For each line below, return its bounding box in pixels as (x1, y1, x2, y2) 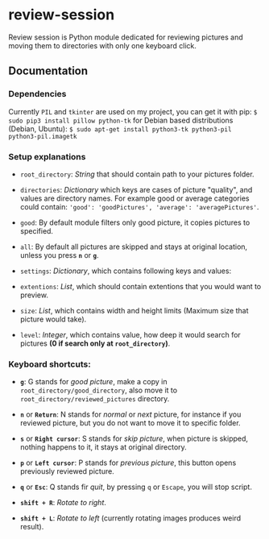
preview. (19, 290, 48, 300)
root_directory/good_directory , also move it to (19, 385, 178, 396)
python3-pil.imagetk (8, 132, 78, 140)
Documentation (8, 64, 89, 78)
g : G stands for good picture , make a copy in (19, 377, 168, 387)
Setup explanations (8, 151, 86, 162)
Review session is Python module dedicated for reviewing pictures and (8, 32, 243, 42)
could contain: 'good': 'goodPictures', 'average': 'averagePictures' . (19, 201, 259, 211)
